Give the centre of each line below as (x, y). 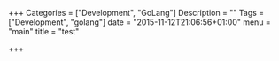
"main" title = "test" (44, 31)
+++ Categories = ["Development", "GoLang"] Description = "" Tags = (136, 13)
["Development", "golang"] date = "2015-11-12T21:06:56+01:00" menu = (139, 22)
